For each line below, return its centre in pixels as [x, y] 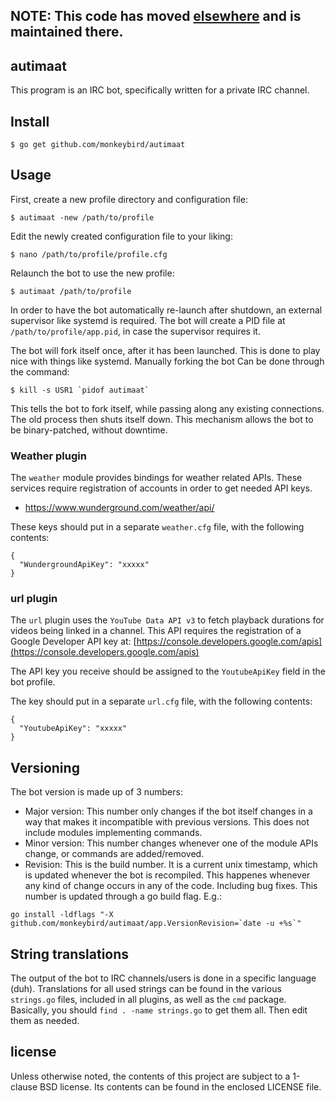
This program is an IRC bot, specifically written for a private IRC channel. [160, 90]
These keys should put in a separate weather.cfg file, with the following [157, 527]
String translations [70, 954]
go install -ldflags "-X [62, 915]
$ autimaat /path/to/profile [71, 291]
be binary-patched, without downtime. [89, 430]
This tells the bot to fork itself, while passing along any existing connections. [167, 408]
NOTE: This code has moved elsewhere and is [156, 16]
